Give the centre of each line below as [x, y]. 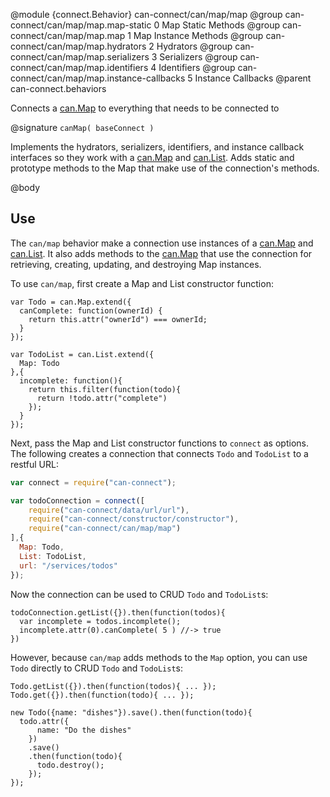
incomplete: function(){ [71, 380]
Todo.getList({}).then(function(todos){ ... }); [113, 686]
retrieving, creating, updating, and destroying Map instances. [136, 264]
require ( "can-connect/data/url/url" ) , [109, 510]
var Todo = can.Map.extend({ [71, 302]
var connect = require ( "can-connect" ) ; [93, 482]
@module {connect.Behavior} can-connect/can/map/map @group [146, 14]
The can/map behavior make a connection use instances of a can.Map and [162, 243]
